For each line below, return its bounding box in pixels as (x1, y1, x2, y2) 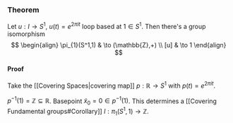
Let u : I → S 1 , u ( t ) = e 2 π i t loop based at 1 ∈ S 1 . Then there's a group (7, 21, 206, 30)
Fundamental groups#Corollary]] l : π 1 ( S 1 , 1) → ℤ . (7, 106, 150, 117)
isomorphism (7, 30, 46, 38)
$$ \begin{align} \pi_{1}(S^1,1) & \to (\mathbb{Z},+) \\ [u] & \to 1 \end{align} (11, 40, 227, 49)
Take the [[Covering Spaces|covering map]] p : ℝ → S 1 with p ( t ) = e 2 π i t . (7, 80, 216, 90)
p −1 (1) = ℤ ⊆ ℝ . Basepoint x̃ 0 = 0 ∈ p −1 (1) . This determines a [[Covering (7, 95, 217, 107)
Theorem (7, 5, 40, 15)
